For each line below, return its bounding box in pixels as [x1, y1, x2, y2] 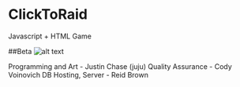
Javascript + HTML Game [8, 31, 92, 41]
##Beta [8, 46, 32, 56]
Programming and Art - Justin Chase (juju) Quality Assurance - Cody [8, 61, 233, 71]
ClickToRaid [8, 5, 88, 24]
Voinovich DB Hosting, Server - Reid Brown [8, 70, 148, 79]
